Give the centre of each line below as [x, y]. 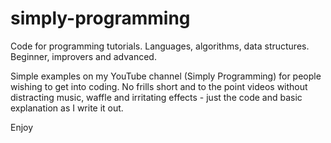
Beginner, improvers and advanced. [83, 56]
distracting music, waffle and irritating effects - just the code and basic [156, 97]
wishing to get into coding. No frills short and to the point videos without [159, 86]
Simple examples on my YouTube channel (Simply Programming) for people [166, 76]
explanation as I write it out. [67, 108]
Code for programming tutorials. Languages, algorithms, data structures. [160, 46]
